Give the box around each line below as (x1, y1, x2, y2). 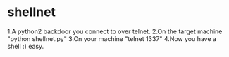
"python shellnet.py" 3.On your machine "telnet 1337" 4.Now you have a (7, 34, 217, 42)
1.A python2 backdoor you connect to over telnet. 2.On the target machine (7, 27, 223, 35)
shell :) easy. (7, 42, 44, 50)
